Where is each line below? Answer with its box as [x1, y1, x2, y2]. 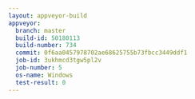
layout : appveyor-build [8, 11, 88, 20]
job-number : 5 [15, 64, 62, 72]
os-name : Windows [15, 71, 74, 79]
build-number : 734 [15, 42, 78, 49]
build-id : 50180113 [15, 34, 81, 42]
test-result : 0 [15, 78, 66, 86]
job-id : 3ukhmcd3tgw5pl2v [15, 57, 102, 65]
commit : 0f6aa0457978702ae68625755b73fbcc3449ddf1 [15, 49, 188, 57]
